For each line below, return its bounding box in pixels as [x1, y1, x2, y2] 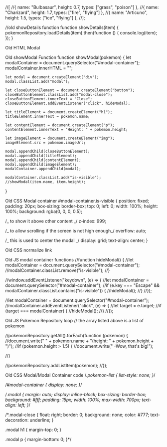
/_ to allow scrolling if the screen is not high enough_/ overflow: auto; [5, 228, 147, 233]
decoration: [5, 417, 29, 423]
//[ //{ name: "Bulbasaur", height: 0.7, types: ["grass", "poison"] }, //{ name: [5, 4, 159, 10]
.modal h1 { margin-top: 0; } [5, 427, 61, 433]
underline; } [29, 417, 54, 423]
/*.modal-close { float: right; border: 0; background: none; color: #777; [5, 412, 150, 418]
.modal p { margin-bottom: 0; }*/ [5, 437, 72, 442]
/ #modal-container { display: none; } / [5, 382, 82, 388]
